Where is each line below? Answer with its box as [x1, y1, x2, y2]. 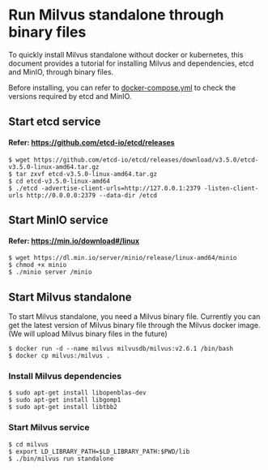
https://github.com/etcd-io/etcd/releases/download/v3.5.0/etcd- [33, 156, 259, 164]
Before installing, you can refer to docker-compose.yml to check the [8, 83, 236, 93]
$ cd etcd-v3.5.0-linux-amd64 [8, 177, 111, 185]
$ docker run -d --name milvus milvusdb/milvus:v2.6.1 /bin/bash [8, 344, 233, 352]
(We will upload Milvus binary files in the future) [8, 329, 168, 338]
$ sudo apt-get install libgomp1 [8, 396, 121, 404]
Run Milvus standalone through [8, 6, 224, 24]
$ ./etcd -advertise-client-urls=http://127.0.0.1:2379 [8, 184, 201, 192]
